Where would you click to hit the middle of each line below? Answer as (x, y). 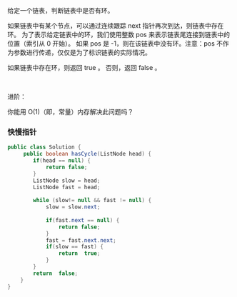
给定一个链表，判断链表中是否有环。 (61, 10)
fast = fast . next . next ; (81, 240)
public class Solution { (44, 147)
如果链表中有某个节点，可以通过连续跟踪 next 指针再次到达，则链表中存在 (116, 26)
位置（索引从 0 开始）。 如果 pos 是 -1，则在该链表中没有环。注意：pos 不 (115, 44)
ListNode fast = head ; (67, 187)
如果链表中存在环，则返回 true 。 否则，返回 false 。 (84, 67)
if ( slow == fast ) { (74, 247)
